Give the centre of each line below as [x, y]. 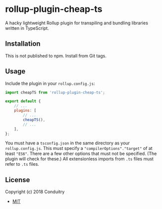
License [18, 180]
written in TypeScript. [27, 28]
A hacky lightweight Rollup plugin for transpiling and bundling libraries [77, 23]
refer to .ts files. [22, 164]
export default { [23, 101]
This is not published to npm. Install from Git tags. [56, 56]
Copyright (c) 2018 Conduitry [35, 192]
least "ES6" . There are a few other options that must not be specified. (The [81, 154]
